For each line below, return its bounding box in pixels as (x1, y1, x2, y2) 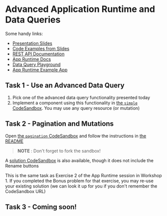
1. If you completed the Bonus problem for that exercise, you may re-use (5, 178, 154, 184)
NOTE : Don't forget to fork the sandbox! (17, 148, 101, 154)
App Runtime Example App (12, 66, 68, 73)
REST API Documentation (12, 51, 65, 57)
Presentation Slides (12, 40, 52, 46)
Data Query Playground (12, 61, 61, 67)
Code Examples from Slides (12, 45, 70, 51)
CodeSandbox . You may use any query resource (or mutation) (12, 105, 140, 111)
